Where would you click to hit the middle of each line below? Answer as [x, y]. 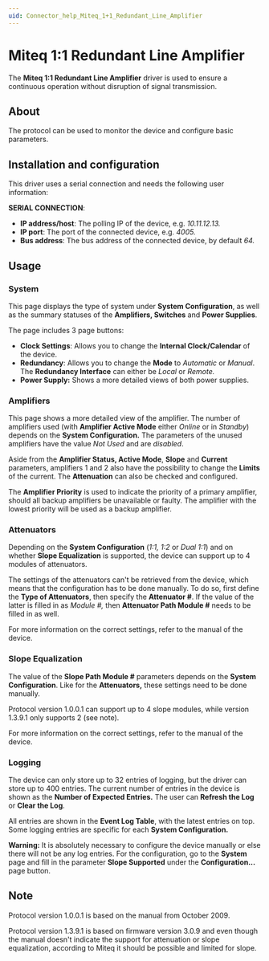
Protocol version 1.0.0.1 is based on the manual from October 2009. [119, 915]
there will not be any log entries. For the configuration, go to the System [128, 854]
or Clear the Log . [37, 806]
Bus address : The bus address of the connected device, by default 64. [137, 241]
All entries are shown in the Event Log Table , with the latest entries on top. [132, 821]
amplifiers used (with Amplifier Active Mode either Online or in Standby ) [129, 427]
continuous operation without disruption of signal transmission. [113, 86]
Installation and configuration [84, 164]
